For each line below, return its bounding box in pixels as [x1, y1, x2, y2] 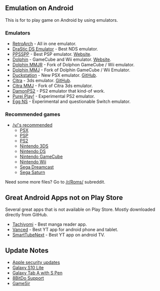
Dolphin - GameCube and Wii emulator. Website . [12, 56, 111, 62]
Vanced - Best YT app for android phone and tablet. [12, 227, 118, 233]
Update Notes [5, 246, 49, 254]
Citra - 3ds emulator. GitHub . [12, 78, 71, 84]
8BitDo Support [12, 275, 44, 281]
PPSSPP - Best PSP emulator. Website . [12, 51, 92, 57]
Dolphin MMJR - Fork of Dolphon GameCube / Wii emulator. [12, 62, 135, 68]
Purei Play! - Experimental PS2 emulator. [12, 94, 95, 99]
